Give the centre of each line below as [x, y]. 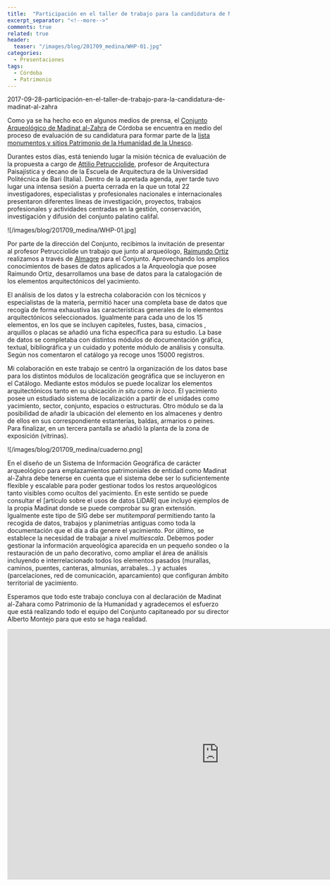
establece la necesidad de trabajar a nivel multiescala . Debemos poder [110, 538]
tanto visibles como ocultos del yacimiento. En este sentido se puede [108, 493]
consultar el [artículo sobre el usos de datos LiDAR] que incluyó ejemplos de [118, 500]
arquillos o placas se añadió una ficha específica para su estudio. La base [115, 333]
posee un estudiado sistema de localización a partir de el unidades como [114, 398]
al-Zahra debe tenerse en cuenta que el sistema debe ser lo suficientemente [118, 478]
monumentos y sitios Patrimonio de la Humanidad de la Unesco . [100, 143]
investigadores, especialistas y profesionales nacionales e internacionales [115, 194]
